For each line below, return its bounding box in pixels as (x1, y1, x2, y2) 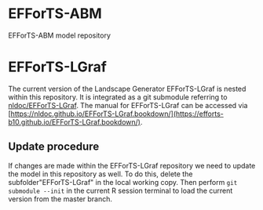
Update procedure (8, 140, 100, 154)
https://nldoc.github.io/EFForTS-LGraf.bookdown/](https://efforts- (10, 109, 224, 118)
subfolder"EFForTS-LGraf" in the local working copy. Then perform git (8, 177, 238, 186)
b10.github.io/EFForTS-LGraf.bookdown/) (8, 117, 141, 126)
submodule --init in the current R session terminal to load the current (8, 186, 233, 195)
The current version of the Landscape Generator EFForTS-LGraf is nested (8, 84, 247, 93)
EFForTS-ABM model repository (8, 31, 111, 40)
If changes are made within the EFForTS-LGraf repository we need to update (8, 161, 256, 170)
